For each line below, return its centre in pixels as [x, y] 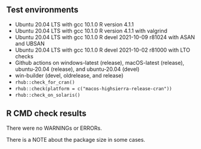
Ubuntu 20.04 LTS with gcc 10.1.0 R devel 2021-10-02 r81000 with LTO [102, 50]
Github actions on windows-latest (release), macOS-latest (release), [100, 62]
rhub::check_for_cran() [45, 82]
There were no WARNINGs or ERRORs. [54, 128]
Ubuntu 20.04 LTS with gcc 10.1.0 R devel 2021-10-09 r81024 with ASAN [105, 37]
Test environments [42, 10]
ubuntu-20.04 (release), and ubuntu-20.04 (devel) [77, 69]
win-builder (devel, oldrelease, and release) [69, 75]
